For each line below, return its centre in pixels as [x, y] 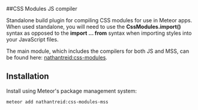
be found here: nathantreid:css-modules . [57, 57]
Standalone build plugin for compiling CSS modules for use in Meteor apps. [99, 20]
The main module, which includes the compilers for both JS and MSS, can [98, 51]
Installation [28, 77]
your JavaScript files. [32, 39]
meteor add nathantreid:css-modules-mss [58, 102]
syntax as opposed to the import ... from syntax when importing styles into [99, 33]
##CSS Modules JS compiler [42, 9]
